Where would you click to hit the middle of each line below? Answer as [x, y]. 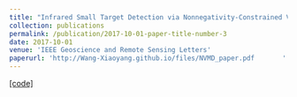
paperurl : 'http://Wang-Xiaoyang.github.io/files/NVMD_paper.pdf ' [148, 58]
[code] [21, 83]
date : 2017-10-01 [41, 42]
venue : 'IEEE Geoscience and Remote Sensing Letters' [110, 50]
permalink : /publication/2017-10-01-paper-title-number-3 [118, 34]
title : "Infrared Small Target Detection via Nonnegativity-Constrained [146, 17]
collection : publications [57, 26]
